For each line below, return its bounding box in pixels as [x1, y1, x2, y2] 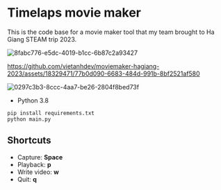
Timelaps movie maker [7, 5, 141, 21]
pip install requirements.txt [7, 110, 95, 116]
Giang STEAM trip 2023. [7, 35, 77, 43]
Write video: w [17, 168, 59, 176]
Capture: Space [17, 153, 63, 161]
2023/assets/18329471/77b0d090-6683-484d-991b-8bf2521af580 [7, 69, 200, 78]
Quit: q [17, 175, 37, 183]
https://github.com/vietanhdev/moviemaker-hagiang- [7, 62, 160, 70]
